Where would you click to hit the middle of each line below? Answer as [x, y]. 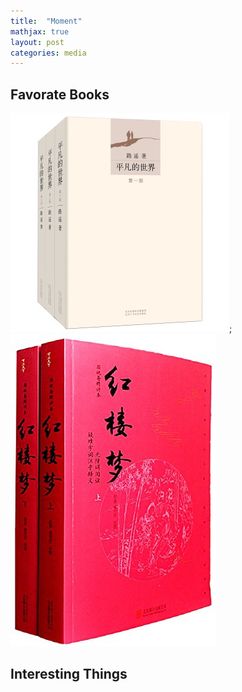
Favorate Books [60, 94]
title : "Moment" [46, 21]
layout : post [37, 42]
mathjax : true [40, 31]
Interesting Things [69, 674]
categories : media [48, 53]
